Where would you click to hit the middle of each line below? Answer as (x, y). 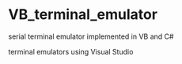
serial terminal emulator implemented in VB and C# (91, 36)
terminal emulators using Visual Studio (71, 51)
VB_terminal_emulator (83, 15)
